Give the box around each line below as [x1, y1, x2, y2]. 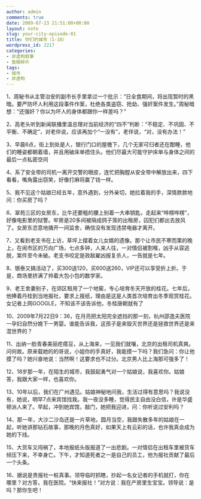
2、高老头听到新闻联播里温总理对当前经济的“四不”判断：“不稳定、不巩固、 [6, 121, 190, 128]
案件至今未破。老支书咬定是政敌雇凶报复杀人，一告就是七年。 [16, 252, 169, 259]
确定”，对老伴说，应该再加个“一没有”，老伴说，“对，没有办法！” [26, 128, 185, 136]
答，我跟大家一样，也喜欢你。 [6, 375, 80, 383]
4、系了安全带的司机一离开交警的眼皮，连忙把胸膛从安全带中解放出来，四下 [6, 169, 193, 176]
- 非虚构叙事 [6, 53, 34, 59]
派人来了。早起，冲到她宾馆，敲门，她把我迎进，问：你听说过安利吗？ [11, 403, 184, 411]
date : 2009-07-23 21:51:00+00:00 [6, 20, 90, 26]
